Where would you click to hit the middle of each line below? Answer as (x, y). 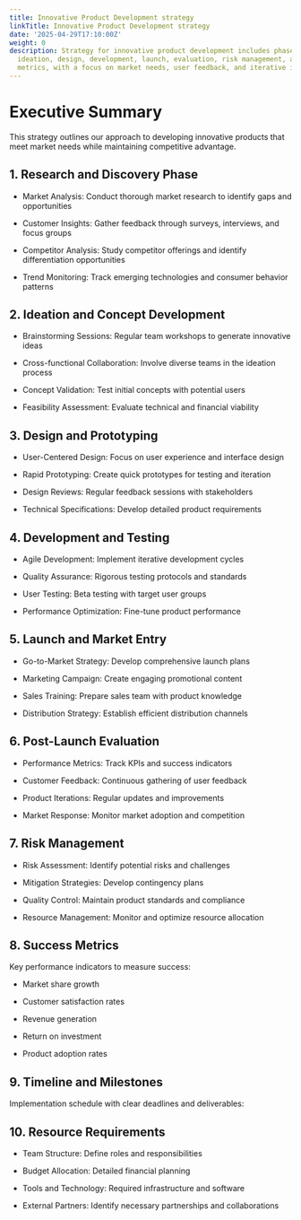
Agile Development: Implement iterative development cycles (133, 559)
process (37, 372)
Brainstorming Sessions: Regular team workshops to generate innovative (156, 336)
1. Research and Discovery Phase (104, 174)
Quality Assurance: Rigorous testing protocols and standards (134, 577)
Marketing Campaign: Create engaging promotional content (132, 678)
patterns (38, 286)
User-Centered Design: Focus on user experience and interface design (153, 457)
